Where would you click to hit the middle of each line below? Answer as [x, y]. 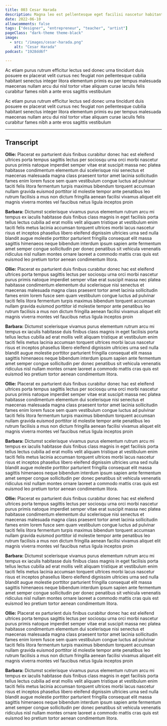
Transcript [22, 142]
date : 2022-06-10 [23, 19]
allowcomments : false [28, 24]
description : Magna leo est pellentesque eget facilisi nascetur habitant [84, 14]
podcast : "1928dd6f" [27, 51]
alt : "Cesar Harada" [35, 47]
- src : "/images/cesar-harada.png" [46, 42]
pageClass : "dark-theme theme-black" [44, 33]
